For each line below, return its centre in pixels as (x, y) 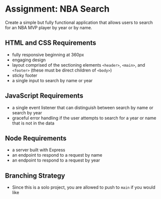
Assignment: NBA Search (57, 9)
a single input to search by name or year (52, 80)
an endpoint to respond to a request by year (56, 160)
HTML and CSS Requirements (51, 43)
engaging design (29, 60)
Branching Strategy (35, 175)
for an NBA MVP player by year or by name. (48, 27)
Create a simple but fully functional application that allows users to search (79, 22)
